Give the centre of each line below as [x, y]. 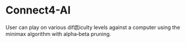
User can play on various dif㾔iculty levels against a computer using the [93, 27]
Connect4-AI [38, 10]
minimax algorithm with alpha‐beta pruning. [58, 34]
